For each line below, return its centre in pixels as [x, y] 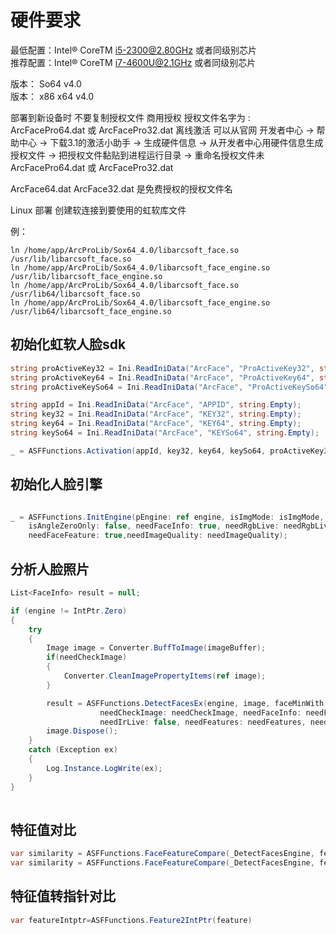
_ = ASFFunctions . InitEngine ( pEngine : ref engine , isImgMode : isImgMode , [167, 517]
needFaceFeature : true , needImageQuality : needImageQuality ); [158, 536]
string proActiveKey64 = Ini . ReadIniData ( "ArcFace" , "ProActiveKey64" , [162, 377]
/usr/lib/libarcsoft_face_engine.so [86, 276]
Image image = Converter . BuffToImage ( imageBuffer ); [156, 648]
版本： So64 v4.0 [46, 83]
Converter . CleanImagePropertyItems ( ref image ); [165, 676]
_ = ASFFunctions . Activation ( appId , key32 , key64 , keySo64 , [138, 451]
